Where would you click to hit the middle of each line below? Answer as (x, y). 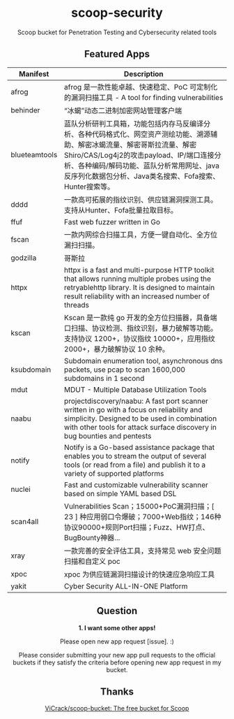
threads (76, 305)
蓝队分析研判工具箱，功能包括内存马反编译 (134, 124)
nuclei (21, 489)
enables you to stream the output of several (135, 456)
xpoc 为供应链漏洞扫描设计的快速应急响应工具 (139, 574)
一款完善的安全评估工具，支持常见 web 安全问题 (142, 551)
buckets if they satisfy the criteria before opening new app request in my (117, 662)
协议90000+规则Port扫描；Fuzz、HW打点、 (136, 527)
